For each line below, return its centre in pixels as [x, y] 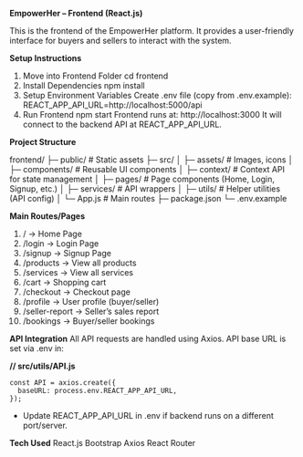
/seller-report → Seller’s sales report [91, 311]
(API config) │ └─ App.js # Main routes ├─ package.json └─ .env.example [148, 198]
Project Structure [43, 142]
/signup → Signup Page [67, 253]
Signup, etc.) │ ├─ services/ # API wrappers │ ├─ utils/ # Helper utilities [145, 189]
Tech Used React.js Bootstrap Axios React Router [103, 443]
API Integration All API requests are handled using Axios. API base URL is [148, 338]
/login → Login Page [61, 244]
